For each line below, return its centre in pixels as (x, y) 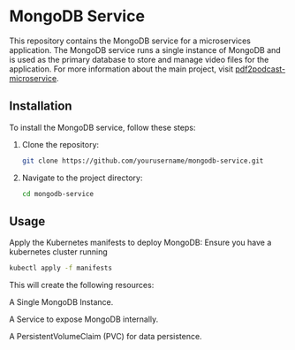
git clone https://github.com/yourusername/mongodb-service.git (143, 161)
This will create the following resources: (82, 285)
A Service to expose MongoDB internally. (84, 319)
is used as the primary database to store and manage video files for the (139, 59)
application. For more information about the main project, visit (121, 69)
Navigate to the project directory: (82, 178)
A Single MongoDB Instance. (61, 302)
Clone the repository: (61, 144)
